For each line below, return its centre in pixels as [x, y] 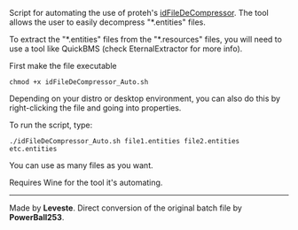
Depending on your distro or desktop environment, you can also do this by [145, 98]
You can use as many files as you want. [81, 165]
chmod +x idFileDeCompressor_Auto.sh [79, 82]
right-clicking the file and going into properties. [95, 108]
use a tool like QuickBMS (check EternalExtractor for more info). [126, 49]
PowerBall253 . [37, 217]
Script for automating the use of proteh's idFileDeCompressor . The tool [139, 13]
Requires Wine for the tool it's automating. [86, 182]
